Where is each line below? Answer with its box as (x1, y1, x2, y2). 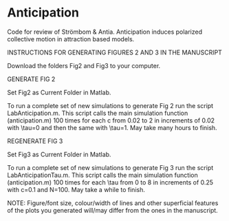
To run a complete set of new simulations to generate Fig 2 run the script (7, 101, 214, 109)
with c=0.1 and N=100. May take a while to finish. (7, 185, 146, 193)
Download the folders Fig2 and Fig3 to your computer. (7, 61, 161, 70)
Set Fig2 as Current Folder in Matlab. (7, 88, 111, 96)
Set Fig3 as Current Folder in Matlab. (7, 150, 111, 158)
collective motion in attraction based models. (7, 34, 135, 43)
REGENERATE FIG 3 (7, 136, 63, 145)
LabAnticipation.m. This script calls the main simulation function (7, 109, 188, 117)
